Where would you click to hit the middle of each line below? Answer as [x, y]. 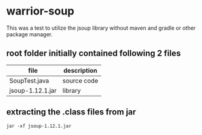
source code [80, 81]
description [80, 70]
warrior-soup [40, 11]
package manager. [30, 34]
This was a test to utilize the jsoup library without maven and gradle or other [101, 28]
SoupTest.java [29, 81]
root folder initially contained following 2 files [94, 54]
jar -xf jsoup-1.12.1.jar [39, 126]
